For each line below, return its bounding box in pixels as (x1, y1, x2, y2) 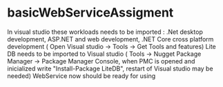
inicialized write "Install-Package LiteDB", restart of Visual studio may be (7, 64, 213, 72)
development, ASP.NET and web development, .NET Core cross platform (7, 35, 214, 43)
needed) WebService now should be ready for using (7, 71, 156, 80)
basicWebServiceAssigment (7, 5, 174, 21)
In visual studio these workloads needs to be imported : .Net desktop (7, 28, 204, 36)
